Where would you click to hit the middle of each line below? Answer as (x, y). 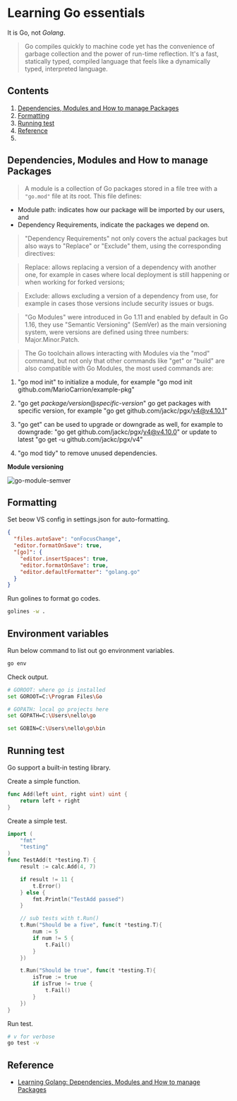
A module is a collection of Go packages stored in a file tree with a (121, 188)
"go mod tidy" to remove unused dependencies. (87, 453)
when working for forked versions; (75, 282)
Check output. (28, 677)
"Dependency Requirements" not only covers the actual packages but (126, 238)
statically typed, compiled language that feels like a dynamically (117, 61)
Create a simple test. (37, 820)
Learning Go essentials (76, 13)
